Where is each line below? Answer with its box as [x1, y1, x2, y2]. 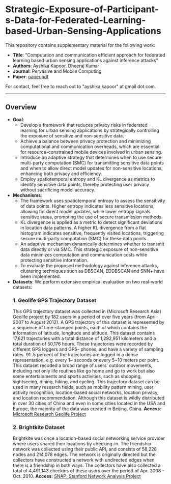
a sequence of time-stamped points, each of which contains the [12, 325, 148, 331]
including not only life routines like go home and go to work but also [12, 368, 155, 374]
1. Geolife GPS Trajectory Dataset [12, 297, 97, 304]
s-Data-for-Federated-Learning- [5, 14, 146, 26]
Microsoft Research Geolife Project [12, 411, 87, 417]
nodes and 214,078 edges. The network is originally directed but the [12, 451, 156, 458]
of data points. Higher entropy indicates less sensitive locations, [20, 203, 155, 209]
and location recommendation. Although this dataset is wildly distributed [12, 395, 165, 401]
